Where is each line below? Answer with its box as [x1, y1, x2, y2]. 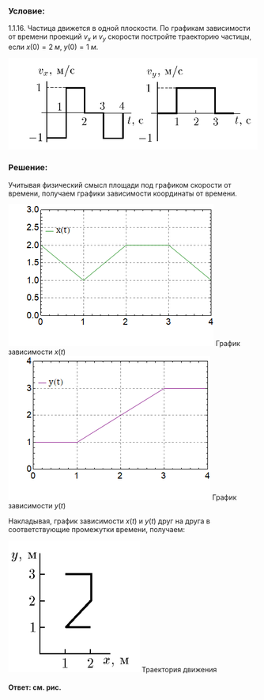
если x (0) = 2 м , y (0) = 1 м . [8, 42, 99, 52]
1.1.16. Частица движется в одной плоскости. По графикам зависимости [8, 24, 251, 33]
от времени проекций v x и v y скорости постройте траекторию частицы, [8, 32, 252, 44]
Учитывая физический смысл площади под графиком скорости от [8, 180, 232, 189]
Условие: [8, 6, 45, 17]
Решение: [8, 162, 48, 173]
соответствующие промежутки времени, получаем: [8, 524, 186, 534]
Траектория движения [141, 664, 217, 674]
